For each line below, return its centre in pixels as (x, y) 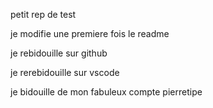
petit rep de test (43, 14)
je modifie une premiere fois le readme (90, 33)
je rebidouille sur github (59, 53)
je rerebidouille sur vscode (65, 72)
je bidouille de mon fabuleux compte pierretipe (106, 92)
